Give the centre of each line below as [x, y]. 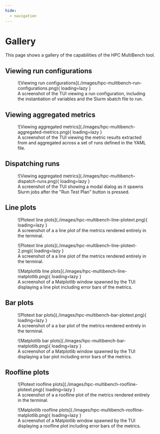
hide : [11, 11]
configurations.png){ [39, 88]
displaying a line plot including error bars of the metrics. [75, 287]
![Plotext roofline [35, 384]
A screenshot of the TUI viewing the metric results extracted [80, 137]
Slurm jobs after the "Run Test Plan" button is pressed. [74, 192]
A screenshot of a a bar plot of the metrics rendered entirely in [82, 325]
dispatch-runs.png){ [38, 181]
